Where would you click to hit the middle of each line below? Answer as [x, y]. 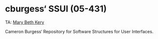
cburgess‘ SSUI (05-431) [56, 9]
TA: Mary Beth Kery [25, 22]
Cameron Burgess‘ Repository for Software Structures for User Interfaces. [79, 31]
